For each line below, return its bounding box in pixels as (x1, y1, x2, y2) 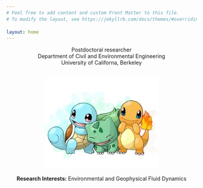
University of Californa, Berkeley (61, 59, 142, 66)
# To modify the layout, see (6, 16, 80, 22)
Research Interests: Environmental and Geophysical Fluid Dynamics (16, 175, 187, 182)
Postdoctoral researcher (71, 46, 132, 54)
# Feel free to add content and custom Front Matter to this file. (6, 10, 180, 16)
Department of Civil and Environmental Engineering (37, 53, 166, 60)
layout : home (6, 29, 39, 35)
